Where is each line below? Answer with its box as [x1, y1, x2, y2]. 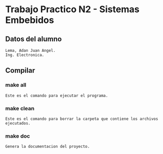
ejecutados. [5, 120, 31, 126]
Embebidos [5, 14, 55, 26]
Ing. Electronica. [5, 52, 44, 57]
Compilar [5, 66, 35, 75]
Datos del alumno [5, 35, 62, 43]
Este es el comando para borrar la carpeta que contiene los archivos [5, 116, 158, 121]
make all [5, 81, 26, 88]
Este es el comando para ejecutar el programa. [5, 93, 108, 98]
